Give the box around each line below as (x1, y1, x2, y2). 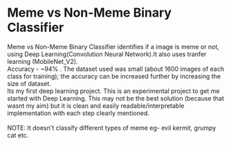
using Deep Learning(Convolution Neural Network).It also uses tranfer (7, 50, 207, 58)
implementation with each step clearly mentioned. (7, 109, 150, 117)
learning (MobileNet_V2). (7, 57, 78, 65)
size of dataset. (7, 79, 52, 87)
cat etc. (7, 130, 29, 139)
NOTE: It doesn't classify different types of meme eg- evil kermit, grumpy (7, 123, 216, 132)
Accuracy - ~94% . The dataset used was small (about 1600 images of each (7, 65, 225, 73)
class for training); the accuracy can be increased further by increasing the (7, 71, 221, 80)
